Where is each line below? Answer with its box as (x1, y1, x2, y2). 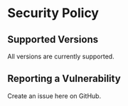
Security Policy (7, 5, 100, 21)
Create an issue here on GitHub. (7, 91, 102, 100)
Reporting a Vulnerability (7, 73, 121, 85)
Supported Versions (7, 33, 98, 46)
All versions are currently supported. (7, 52, 115, 60)
